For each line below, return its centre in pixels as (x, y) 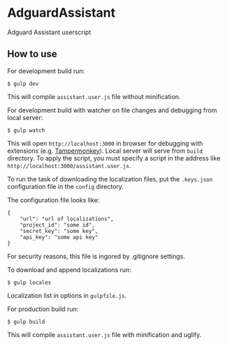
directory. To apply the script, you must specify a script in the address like (114, 158)
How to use (32, 54)
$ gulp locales (29, 283)
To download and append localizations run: (69, 269)
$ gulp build (26, 322)
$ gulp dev (23, 84)
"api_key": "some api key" (59, 237)
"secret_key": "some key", (59, 231)
